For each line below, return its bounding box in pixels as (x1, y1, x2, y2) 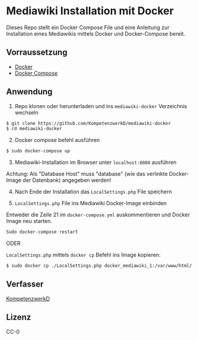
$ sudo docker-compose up (6, 148, 70, 154)
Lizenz (6, 312, 31, 322)
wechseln (14, 109, 39, 116)
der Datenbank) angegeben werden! (23, 177, 111, 184)
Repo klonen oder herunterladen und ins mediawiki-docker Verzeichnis (14, 102, 187, 109)
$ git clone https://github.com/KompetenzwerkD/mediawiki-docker (6, 120, 171, 126)
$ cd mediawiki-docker (6, 126, 62, 132)
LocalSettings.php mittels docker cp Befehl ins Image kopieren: (6, 251, 161, 259)
